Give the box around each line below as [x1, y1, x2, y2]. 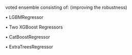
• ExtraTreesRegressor [5, 44, 54, 50]
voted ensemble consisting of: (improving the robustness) [5, 5, 127, 10]
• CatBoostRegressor [5, 34, 50, 40]
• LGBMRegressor [5, 14, 43, 20]
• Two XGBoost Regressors [5, 24, 63, 30]
